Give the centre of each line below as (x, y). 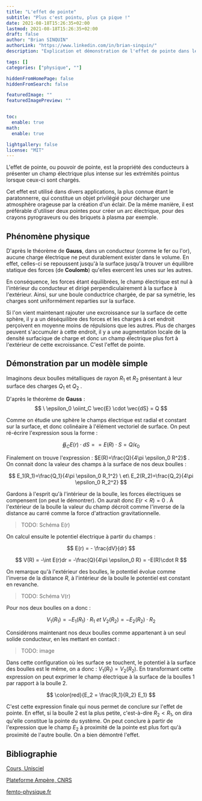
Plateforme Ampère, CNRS (39, 780)
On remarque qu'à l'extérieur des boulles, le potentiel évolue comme (91, 572)
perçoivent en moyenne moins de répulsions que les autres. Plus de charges (101, 326)
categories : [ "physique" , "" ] (44, 68)
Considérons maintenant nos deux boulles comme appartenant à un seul (96, 633)
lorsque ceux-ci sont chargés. (43, 180)
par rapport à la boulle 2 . (37, 683)
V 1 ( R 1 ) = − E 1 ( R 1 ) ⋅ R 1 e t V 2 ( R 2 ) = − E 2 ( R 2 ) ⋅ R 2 (101, 620)
